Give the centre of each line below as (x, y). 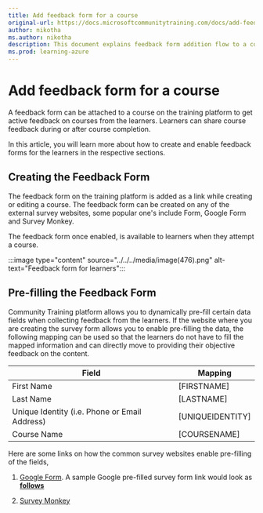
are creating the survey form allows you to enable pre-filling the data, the (126, 328)
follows (32, 485)
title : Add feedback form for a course (73, 15)
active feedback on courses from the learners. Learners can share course (127, 120)
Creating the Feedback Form (79, 177)
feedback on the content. (49, 353)
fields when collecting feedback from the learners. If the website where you (130, 320)
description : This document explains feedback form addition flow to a (127, 45)
